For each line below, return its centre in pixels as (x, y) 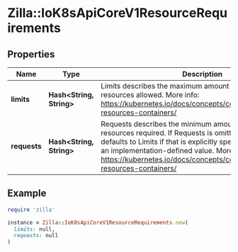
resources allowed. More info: (150, 95)
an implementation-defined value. (158, 150)
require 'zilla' (31, 210)
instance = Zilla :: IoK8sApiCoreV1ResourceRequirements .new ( (98, 222)
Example (27, 194)
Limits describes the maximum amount (165, 86)
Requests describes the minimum (156, 124)
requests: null (36, 236)
